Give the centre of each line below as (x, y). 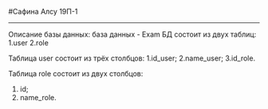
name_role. (38, 97)
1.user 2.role (29, 43)
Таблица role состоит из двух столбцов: (76, 74)
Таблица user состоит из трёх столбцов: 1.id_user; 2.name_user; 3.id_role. (132, 58)
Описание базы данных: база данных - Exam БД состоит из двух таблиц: (132, 34)
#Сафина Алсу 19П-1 (43, 12)
